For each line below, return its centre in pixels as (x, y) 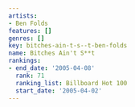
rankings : (25, 61)
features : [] (30, 31)
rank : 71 (30, 76)
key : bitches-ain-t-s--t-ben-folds (68, 46)
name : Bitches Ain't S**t (51, 53)
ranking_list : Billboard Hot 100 (72, 83)
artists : (23, 16)
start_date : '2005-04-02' (59, 91)
